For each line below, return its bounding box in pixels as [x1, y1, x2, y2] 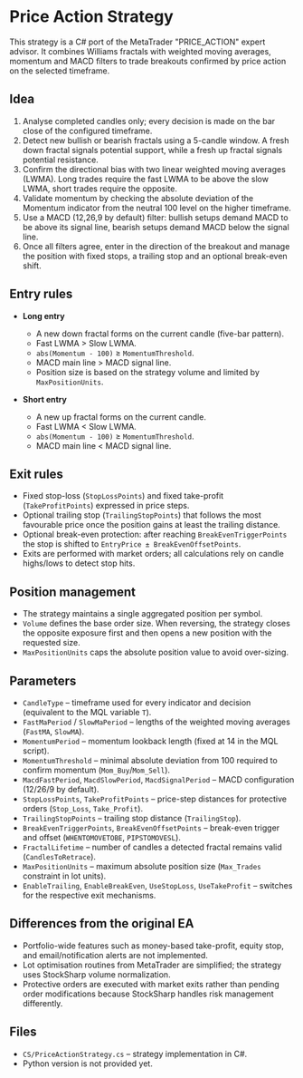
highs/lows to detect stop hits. [22, 558, 136, 568]
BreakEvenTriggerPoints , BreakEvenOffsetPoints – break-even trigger [22, 822, 280, 833]
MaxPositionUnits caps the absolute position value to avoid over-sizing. [22, 646, 289, 658]
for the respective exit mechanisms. [22, 890, 156, 900]
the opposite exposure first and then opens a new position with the [22, 627, 272, 638]
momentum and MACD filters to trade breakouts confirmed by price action [9, 55, 287, 66]
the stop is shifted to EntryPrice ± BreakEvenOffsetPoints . [22, 539, 241, 549]
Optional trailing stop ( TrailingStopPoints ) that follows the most [22, 510, 262, 520]
